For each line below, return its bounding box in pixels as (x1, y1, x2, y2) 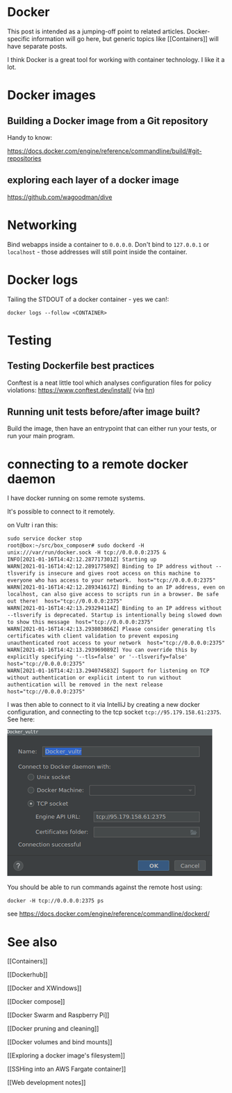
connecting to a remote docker (7, 456, 189, 472)
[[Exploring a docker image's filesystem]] (7, 1051, 126, 1060)
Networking (7, 217, 78, 233)
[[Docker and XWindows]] (7, 984, 82, 992)
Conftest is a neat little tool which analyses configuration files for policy (7, 378, 212, 387)
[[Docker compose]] (7, 998, 65, 1006)
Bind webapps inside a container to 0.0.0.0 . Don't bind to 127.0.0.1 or (7, 240, 210, 248)
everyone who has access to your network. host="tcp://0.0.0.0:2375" (7, 577, 216, 584)
